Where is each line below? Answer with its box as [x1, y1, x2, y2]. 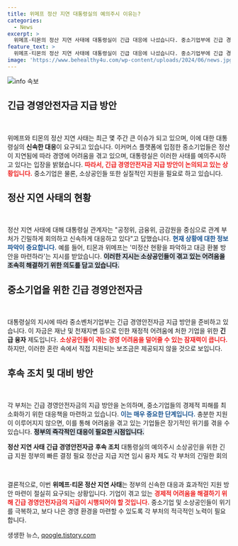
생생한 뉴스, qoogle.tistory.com [7, 531, 96, 539]
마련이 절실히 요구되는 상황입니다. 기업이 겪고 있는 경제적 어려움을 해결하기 [14, 489, 221, 497]
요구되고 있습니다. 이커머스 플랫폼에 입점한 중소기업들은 [63, 143, 217, 151]
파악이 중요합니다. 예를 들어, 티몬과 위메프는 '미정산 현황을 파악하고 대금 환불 [7, 243, 219, 252]
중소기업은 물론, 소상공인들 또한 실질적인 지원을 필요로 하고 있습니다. [34, 169, 223, 177]
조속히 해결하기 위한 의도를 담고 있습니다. [7, 261, 120, 269]
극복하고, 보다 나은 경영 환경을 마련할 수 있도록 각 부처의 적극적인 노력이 [14, 507, 213, 515]
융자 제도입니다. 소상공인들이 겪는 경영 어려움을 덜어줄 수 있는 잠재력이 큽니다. [14, 335, 228, 344]
